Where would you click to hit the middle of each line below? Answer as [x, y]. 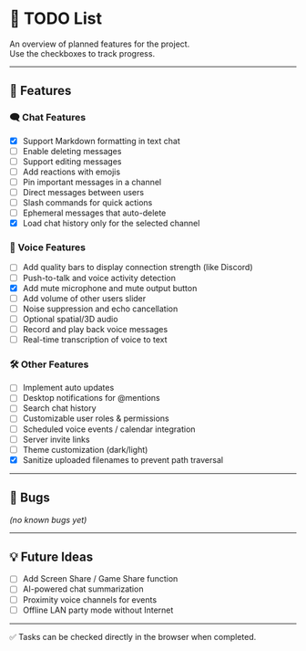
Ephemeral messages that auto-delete [94, 213]
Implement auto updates [68, 388]
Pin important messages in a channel [92, 182]
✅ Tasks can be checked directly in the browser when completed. [133, 636]
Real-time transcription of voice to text [95, 339]
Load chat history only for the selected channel [111, 224]
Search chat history [60, 408]
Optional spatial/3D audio [70, 319]
